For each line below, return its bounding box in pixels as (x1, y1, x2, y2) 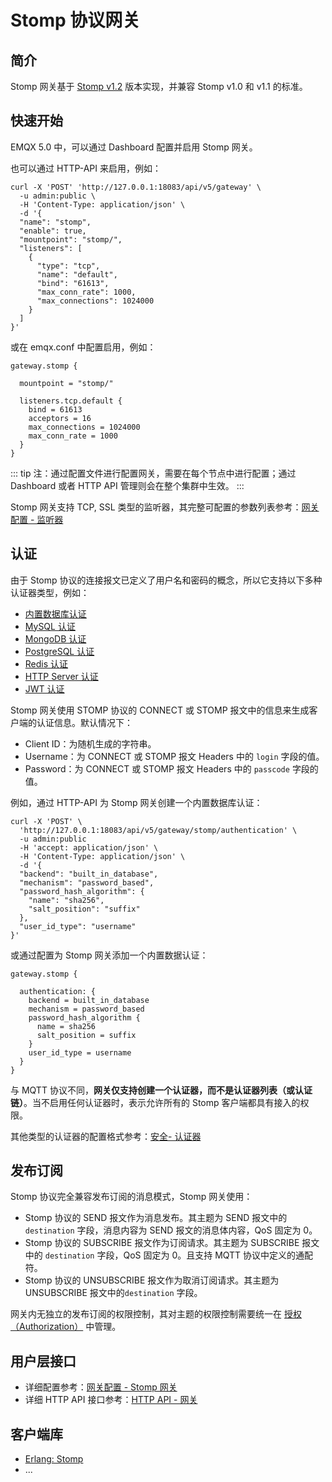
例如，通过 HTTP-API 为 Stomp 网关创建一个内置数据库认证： (10, 796, 263, 808)
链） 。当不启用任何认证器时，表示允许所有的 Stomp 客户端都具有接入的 (10, 1096, 301, 1108)
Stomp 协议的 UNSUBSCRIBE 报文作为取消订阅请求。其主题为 (24, 1274, 280, 1286)
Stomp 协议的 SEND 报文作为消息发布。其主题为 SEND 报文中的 (24, 1212, 288, 1224)
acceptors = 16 (28, 413, 92, 423)
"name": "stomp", (19, 217, 92, 227)
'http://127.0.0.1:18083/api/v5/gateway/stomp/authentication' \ (19, 825, 298, 835)
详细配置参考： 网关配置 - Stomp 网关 (24, 1381, 178, 1393)
